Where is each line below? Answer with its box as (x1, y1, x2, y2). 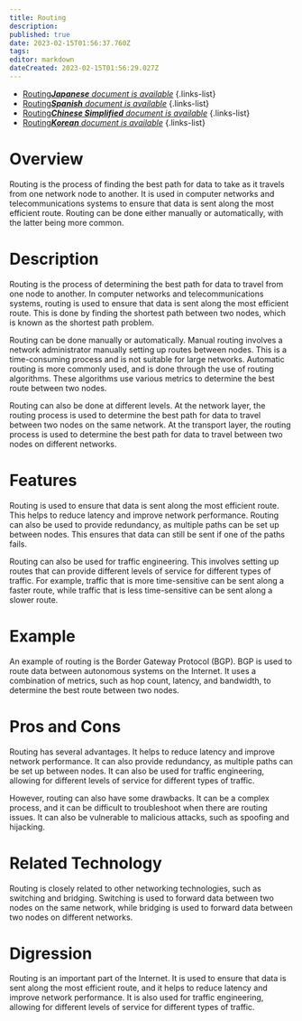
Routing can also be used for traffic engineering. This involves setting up (9, 556, 279, 567)
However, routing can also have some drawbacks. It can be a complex (9, 792, 270, 803)
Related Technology (9, 853, 162, 873)
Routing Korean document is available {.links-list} (22, 117, 206, 127)
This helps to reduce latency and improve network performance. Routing (9, 510, 279, 520)
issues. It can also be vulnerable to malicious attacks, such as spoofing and (9, 811, 290, 822)
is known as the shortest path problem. (9, 317, 155, 328)
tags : (9, 47, 30, 56)
